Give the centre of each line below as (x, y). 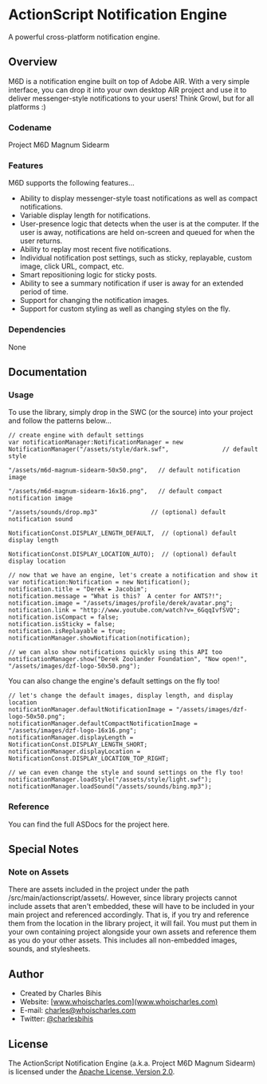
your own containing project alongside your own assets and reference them (132, 932)
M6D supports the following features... (72, 183)
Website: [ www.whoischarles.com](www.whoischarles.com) (119, 1002)
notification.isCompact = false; (64, 617)
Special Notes (44, 849)
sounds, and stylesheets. (49, 949)
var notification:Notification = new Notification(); (100, 582)
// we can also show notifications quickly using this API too (116, 652)
